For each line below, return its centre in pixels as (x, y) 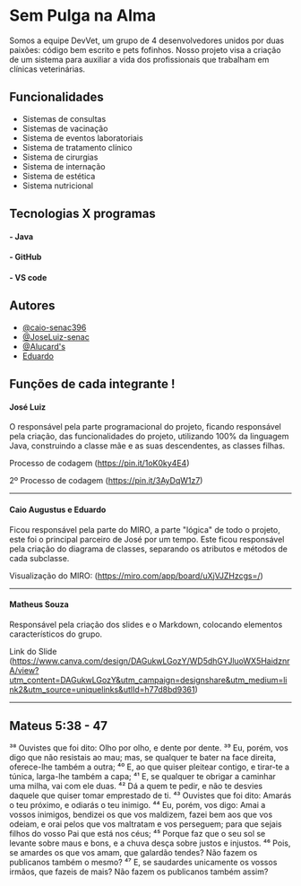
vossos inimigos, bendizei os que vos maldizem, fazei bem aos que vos (141, 814)
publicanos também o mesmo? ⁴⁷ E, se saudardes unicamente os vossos (143, 862)
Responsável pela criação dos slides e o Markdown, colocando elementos (146, 624)
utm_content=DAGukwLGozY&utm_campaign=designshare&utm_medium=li (149, 680)
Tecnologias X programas (83, 214)
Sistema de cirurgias (60, 157)
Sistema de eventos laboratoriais (82, 138)
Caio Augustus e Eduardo (58, 509)
